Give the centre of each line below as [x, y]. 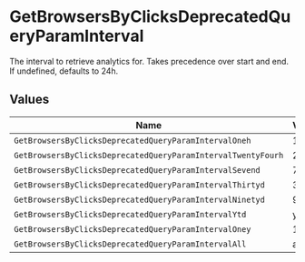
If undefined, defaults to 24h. [64, 71]
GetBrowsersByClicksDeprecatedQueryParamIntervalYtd [130, 214]
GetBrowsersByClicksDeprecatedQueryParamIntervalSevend [137, 170]
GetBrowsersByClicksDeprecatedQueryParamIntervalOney [133, 229]
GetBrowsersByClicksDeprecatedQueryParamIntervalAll [130, 244]
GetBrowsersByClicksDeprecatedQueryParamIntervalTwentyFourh [149, 155]
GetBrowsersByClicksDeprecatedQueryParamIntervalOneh [133, 140]
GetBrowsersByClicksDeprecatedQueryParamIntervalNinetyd [139, 199]
